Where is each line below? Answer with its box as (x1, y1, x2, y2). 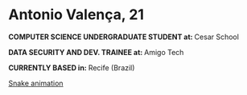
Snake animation (8, 78, 64, 88)
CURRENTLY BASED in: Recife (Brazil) (8, 62, 135, 73)
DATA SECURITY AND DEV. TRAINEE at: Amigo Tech (8, 47, 184, 57)
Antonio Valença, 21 (8, 6, 145, 24)
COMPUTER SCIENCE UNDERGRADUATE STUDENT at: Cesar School (8, 32, 240, 42)
